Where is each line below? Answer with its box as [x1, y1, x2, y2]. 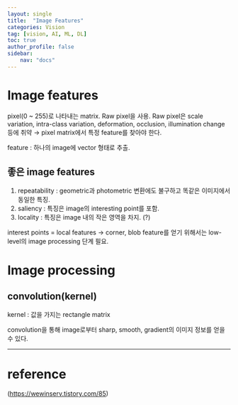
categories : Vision [7, 23, 65, 31]
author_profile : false [7, 43, 74, 50]
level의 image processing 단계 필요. [7, 237, 109, 245]
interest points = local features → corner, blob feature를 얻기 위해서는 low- [7, 228, 222, 237]
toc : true [7, 37, 37, 44]
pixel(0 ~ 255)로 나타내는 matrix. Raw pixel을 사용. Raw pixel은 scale [7, 112, 203, 120]
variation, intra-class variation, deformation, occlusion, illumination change [7, 119, 225, 128]
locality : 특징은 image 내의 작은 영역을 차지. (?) [17, 212, 151, 221]
